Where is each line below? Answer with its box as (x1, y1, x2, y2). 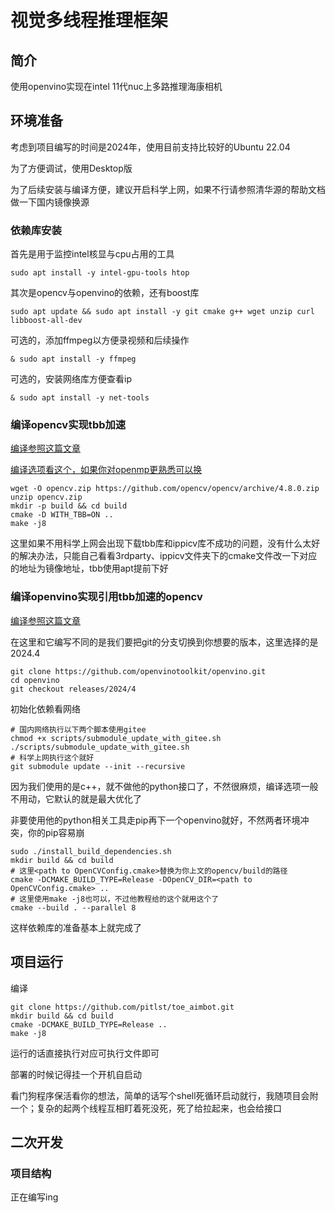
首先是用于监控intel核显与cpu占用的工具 (10, 248, 175, 260)
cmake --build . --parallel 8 (10, 902, 137, 913)
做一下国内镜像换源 (10, 196, 90, 208)
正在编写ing (10, 1191, 59, 1203)
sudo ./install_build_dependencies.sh (10, 846, 172, 856)
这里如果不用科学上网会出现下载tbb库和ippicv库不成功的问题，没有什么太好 (10, 537, 321, 550)
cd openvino (10, 675, 60, 685)
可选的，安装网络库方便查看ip (10, 373, 132, 385)
